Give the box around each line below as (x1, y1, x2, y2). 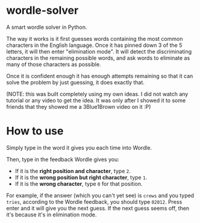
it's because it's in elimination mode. (6, 211, 97, 218)
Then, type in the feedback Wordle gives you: (6, 156, 119, 163)
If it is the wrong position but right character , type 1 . (14, 174, 148, 181)
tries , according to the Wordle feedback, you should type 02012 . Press (6, 198, 183, 205)
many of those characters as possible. (6, 61, 101, 68)
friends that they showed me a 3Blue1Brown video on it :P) (6, 103, 151, 110)
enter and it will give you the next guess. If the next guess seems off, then (6, 204, 190, 212)
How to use (6, 124, 64, 138)
